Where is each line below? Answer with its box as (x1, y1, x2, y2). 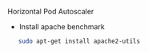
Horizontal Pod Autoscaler (7, 7, 94, 16)
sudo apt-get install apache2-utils (18, 37, 141, 45)
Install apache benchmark (18, 22, 105, 31)
